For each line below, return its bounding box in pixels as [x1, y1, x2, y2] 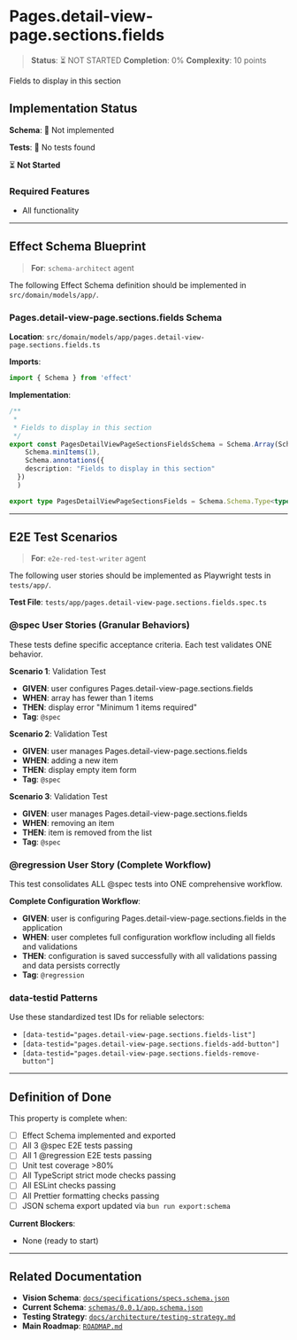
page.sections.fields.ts [9, 341, 101, 350]
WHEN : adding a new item [21, 755, 118, 766]
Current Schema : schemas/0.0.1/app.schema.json [21, 1302, 203, 1313]
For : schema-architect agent [30, 262, 134, 273]
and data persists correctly [21, 960, 121, 971]
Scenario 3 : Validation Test [9, 791, 108, 801]
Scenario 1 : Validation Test [9, 666, 106, 676]
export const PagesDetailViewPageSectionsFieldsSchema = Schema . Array [9, 440, 275, 448]
